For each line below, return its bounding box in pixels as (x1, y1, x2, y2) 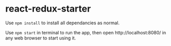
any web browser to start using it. (5, 35, 76, 41)
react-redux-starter (5, 3, 91, 15)
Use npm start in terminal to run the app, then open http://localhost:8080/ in (5, 29, 166, 35)
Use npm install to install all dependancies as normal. (5, 20, 120, 26)
